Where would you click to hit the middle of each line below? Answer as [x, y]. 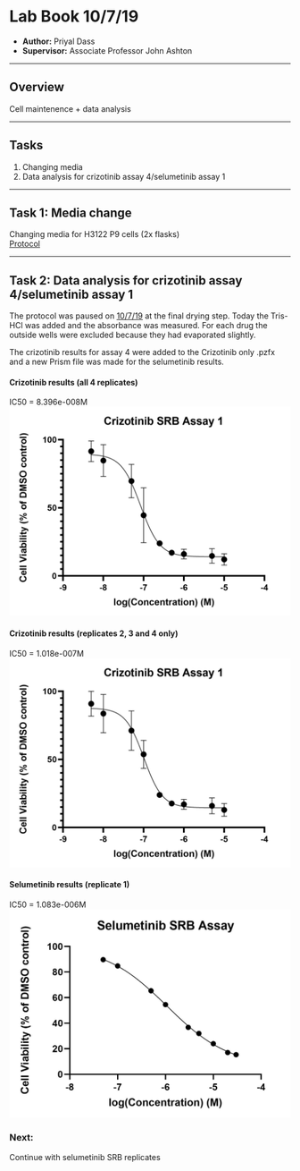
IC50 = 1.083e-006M [48, 904]
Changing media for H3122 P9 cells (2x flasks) [95, 234]
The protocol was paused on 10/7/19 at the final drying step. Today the [139, 316]
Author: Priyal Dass [58, 41]
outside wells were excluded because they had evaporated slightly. [133, 335]
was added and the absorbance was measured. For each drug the [146, 326]
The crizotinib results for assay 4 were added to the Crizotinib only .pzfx [142, 352]
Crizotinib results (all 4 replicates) [74, 382]
